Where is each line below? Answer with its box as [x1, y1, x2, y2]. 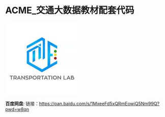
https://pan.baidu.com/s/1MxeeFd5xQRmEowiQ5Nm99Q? [39, 100, 160, 106]
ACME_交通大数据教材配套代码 [5, 5, 134, 16]
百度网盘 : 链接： [5, 100, 39, 106]
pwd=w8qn [5, 106, 30, 112]
